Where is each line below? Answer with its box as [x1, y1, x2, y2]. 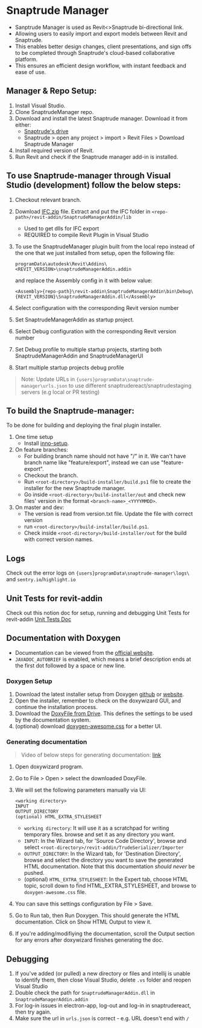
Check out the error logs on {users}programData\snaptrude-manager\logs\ [6, 569, 190, 576]
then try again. [14, 1008, 51, 1016]
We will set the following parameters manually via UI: [14, 786, 147, 793]
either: [14, 121, 31, 128]
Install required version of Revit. [14, 147, 95, 154]
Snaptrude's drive [24, 127, 69, 134]
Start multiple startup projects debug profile [14, 364, 124, 371]
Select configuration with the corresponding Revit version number [14, 304, 179, 311]
